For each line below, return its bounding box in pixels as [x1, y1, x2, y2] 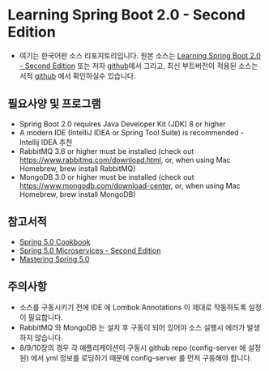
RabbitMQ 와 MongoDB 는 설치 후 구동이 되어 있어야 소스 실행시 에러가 [19, 322, 246, 333]
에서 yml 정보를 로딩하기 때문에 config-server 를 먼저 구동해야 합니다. [30, 353, 253, 363]
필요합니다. [28, 313, 64, 322]
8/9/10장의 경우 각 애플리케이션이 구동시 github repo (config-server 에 [19, 343, 246, 353]
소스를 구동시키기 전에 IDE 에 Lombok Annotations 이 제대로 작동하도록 [19, 302, 247, 313]
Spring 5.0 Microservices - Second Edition [19, 245, 161, 255]
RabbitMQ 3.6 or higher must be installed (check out [19, 146, 194, 156]
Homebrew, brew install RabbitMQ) [19, 164, 136, 173]
